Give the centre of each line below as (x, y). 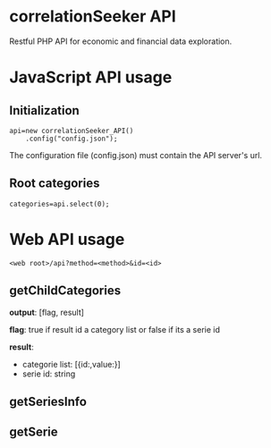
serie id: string (49, 374)
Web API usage (67, 239)
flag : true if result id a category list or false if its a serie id (115, 329)
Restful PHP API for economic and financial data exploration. (121, 41)
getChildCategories (65, 291)
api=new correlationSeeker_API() (72, 131)
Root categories (55, 184)
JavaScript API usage (91, 77)
